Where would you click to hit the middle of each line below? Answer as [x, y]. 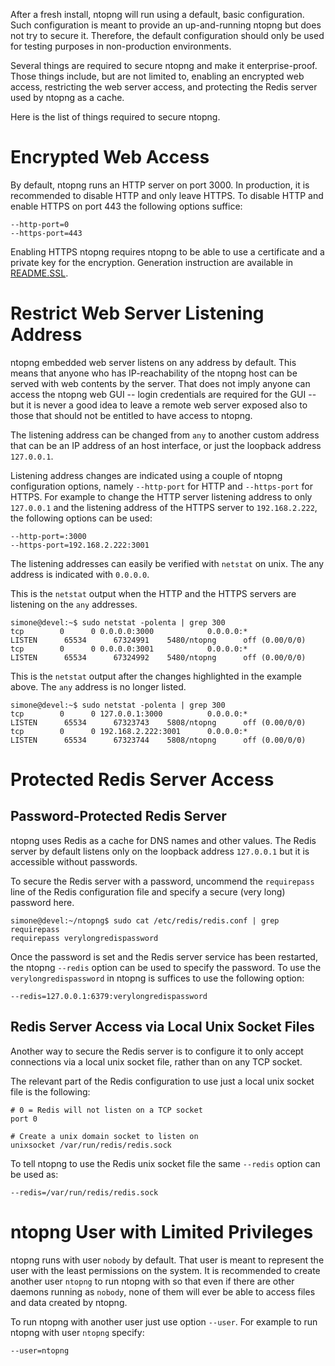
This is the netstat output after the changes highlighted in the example [156, 676]
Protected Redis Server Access [142, 780]
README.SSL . [39, 273]
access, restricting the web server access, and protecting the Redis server [164, 87]
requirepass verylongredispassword [84, 938]
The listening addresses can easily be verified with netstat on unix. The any [167, 563]
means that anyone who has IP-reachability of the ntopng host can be [154, 373]
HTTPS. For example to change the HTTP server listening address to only [161, 496]
